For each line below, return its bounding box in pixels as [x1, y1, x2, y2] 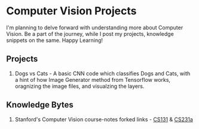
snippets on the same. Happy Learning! [6, 36, 103, 44]
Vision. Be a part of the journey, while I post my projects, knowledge [6, 30, 174, 37]
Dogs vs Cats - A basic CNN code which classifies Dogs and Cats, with [14, 70, 191, 77]
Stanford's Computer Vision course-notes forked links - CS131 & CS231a [14, 115, 193, 123]
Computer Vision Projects [6, 4, 137, 18]
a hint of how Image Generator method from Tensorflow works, [14, 76, 171, 83]
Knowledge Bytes [6, 100, 74, 110]
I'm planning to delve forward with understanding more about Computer [6, 24, 183, 31]
